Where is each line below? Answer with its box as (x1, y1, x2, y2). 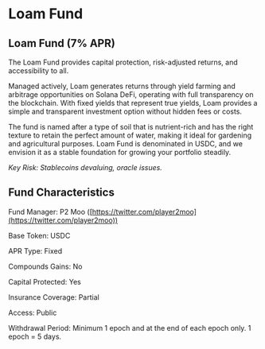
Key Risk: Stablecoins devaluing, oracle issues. (8, 163, 163, 172)
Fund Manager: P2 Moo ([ (8, 207, 93, 216)
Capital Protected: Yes (8, 277, 81, 286)
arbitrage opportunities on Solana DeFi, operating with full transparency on (8, 90, 254, 99)
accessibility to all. (8, 66, 69, 76)
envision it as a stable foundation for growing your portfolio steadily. (8, 148, 232, 157)
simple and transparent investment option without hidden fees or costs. (8, 107, 243, 116)
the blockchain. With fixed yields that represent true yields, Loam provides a (8, 99, 258, 107)
